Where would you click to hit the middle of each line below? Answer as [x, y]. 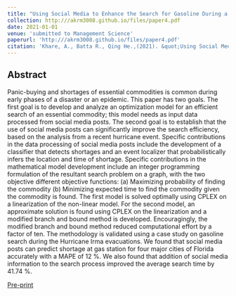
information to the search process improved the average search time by [111, 264]
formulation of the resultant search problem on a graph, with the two [106, 174]
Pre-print [20, 285]
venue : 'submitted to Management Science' [70, 33]
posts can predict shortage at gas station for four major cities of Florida [111, 249]
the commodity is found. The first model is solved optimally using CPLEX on [117, 196]
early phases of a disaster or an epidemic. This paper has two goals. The [113, 99]
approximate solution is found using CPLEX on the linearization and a [107, 211]
